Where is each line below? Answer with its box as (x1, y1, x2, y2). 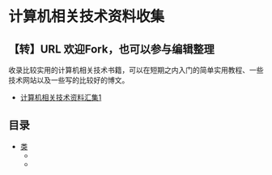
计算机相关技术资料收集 (8, 7, 165, 26)
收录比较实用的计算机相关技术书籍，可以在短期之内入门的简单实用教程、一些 (8, 66, 264, 75)
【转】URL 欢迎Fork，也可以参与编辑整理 (8, 42, 215, 56)
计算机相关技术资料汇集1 (19, 92, 102, 102)
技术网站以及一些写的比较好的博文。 (8, 75, 130, 85)
